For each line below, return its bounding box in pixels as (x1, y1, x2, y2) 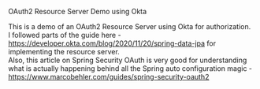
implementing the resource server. (8, 47, 120, 56)
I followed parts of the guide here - (8, 31, 121, 39)
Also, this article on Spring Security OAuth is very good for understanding (8, 55, 247, 65)
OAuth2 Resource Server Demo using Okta (8, 7, 147, 16)
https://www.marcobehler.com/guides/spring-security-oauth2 (8, 72, 210, 81)
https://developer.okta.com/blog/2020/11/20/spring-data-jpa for (8, 39, 217, 48)
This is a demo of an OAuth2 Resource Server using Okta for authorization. (8, 22, 251, 31)
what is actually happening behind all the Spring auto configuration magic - (8, 64, 253, 73)
